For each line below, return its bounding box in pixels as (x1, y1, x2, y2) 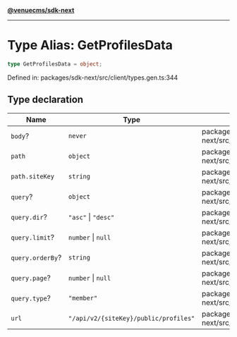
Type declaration (7, 94, 83, 106)
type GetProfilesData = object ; (7, 60, 102, 68)
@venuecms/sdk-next (7, 6, 75, 14)
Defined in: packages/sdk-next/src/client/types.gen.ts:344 (7, 73, 178, 82)
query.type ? (11, 293, 51, 302)
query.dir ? (11, 212, 47, 221)
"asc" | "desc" (68, 212, 115, 221)
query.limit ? (11, 232, 55, 242)
